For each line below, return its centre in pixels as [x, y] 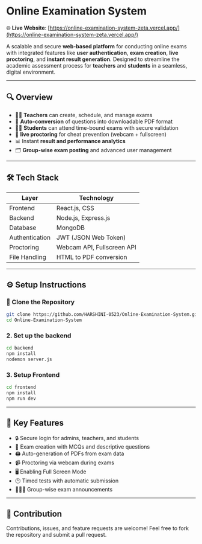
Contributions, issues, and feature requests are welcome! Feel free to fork [98, 528]
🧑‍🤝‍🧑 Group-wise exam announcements [64, 489]
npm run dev [21, 398]
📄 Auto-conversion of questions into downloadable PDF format [94, 121]
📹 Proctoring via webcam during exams [64, 462]
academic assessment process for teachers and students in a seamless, [97, 65]
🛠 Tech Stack [32, 178]
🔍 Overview [29, 98]
